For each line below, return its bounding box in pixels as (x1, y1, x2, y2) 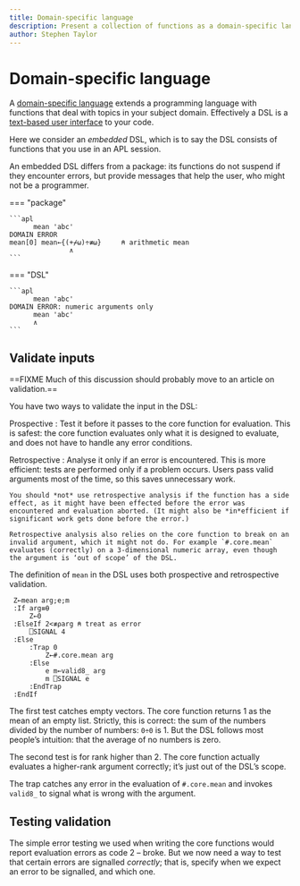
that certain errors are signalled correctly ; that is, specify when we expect (9, 856, 281, 867)
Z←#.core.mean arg (45, 651, 114, 660)
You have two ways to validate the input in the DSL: (9, 401, 198, 412)
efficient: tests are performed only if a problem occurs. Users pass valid (9, 464, 274, 475)
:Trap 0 (29, 643, 58, 652)
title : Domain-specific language (9, 13, 134, 22)
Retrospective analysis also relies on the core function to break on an (9, 530, 290, 540)
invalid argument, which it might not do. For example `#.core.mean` (9, 538, 274, 547)
